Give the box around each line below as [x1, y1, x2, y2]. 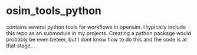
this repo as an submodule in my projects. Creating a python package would [6, 29, 192, 36]
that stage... [6, 42, 35, 49]
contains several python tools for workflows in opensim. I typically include [6, 23, 186, 30]
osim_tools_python [6, 4, 102, 18]
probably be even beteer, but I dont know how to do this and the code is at [6, 36, 188, 43]
